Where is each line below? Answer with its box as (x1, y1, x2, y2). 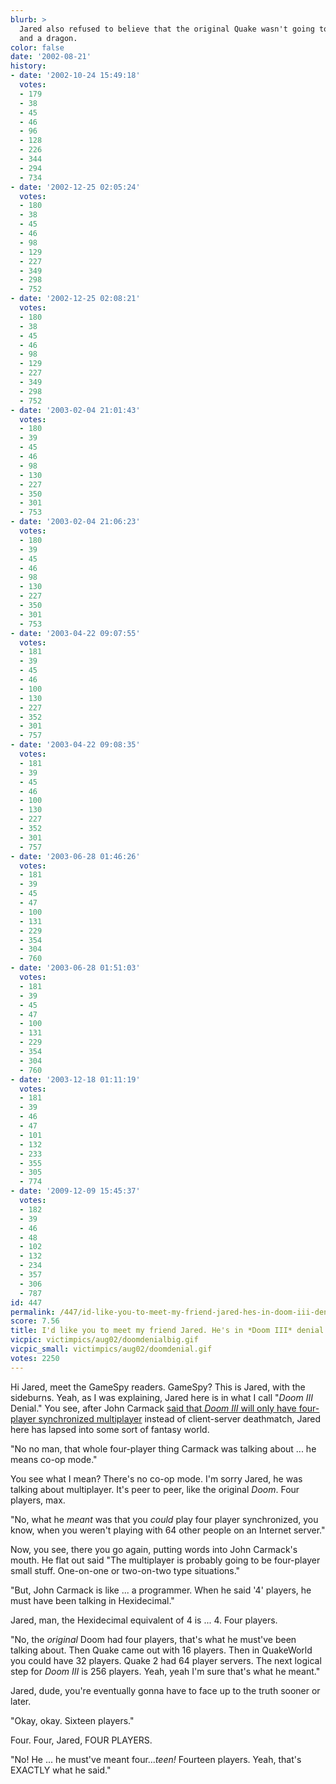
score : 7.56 (10, 1316, 60, 1326)
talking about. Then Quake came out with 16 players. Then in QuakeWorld (10, 1644, 313, 1656)
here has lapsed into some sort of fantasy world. (10, 1423, 210, 1435)
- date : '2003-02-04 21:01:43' (10, 405, 141, 415)
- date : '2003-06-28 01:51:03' (10, 963, 141, 973)
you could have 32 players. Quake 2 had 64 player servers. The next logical (10, 1654, 322, 1666)
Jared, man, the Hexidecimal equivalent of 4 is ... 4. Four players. (10, 1614, 278, 1626)
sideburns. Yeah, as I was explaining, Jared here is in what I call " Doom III (10, 1391, 313, 1403)
